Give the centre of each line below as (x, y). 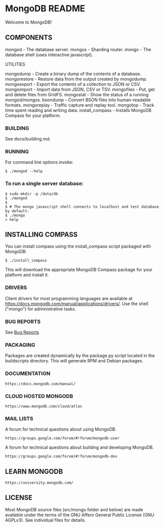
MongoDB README (45, 9)
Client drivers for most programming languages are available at (69, 298)
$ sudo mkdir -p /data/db (31, 194)
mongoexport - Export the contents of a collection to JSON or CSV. (73, 84)
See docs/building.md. (28, 139)
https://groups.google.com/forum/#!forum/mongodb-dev (61, 457)
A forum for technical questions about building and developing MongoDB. (80, 447)
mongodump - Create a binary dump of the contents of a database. (73, 74)
